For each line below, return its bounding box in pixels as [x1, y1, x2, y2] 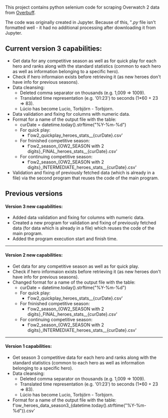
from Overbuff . [5, 10, 36, 16]
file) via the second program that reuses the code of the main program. [12, 175, 159, 181]
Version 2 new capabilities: [5, 252, 63, 258]
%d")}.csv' [12, 407, 35, 413]
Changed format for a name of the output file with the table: [12, 279, 136, 285]
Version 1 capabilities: [5, 343, 52, 349]
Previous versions [5, 189, 63, 198]
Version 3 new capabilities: [5, 203, 63, 210]
